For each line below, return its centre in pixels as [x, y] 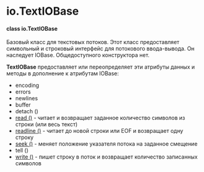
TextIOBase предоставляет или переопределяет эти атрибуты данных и [101, 67]
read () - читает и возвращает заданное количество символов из [100, 118]
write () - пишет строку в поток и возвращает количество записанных [106, 157]
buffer [23, 105]
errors [23, 92]
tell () [22, 151]
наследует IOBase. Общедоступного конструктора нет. [78, 55]
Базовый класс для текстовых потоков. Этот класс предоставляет [93, 42]
